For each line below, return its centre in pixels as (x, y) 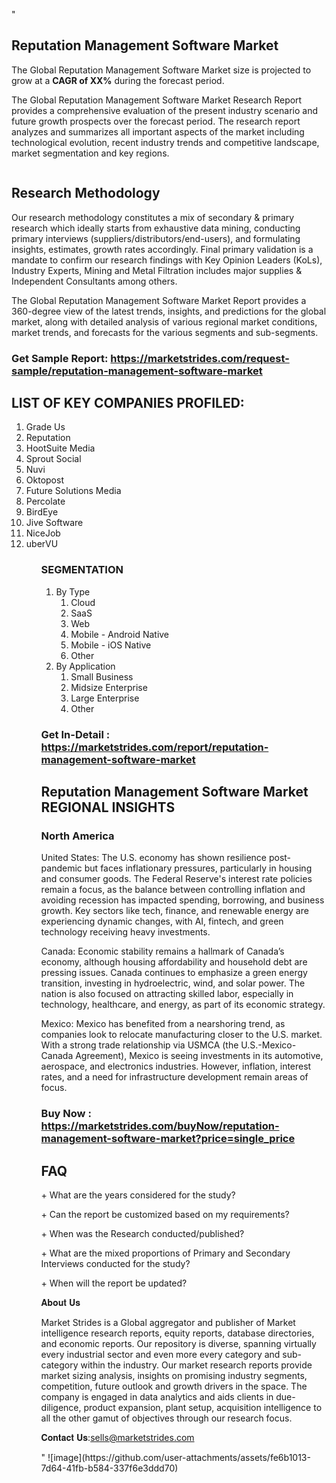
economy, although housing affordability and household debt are (174, 962)
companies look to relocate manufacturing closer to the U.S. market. (181, 1035)
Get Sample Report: (60, 358)
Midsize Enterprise (109, 687)
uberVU (42, 544)
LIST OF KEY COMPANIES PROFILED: (128, 402)
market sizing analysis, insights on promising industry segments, (174, 1375)
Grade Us (45, 427)
